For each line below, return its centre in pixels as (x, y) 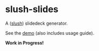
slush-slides (32, 9)
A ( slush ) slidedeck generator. (37, 23)
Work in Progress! (24, 43)
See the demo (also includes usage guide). (50, 33)
